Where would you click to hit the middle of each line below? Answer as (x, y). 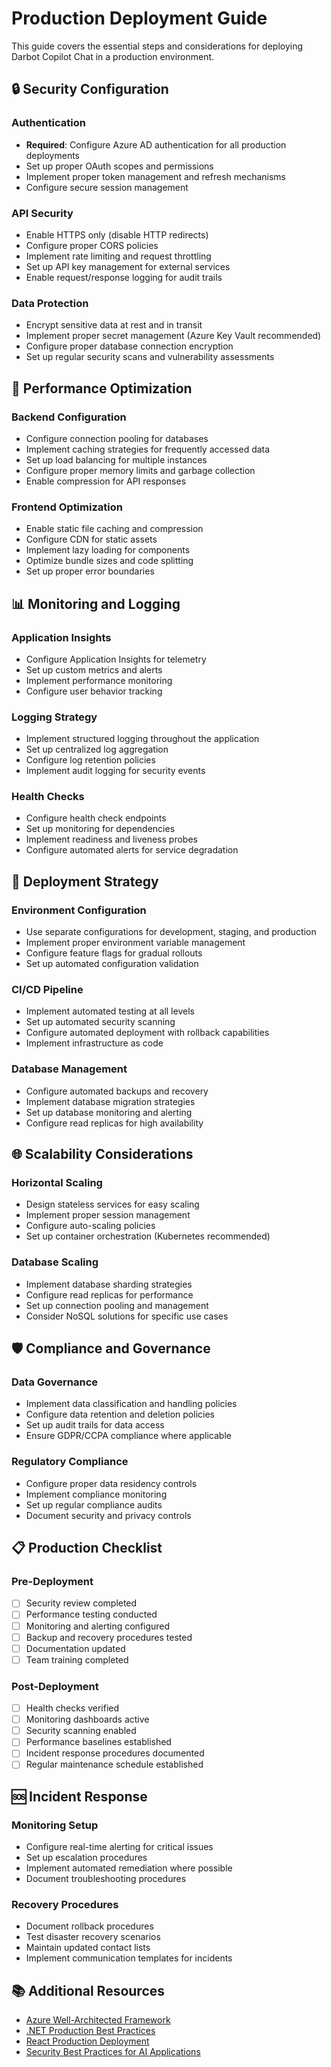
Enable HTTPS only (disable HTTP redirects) (117, 234)
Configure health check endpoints (96, 818)
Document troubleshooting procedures (106, 1879)
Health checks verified (72, 1708)
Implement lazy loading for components (108, 550)
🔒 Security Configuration (90, 89)
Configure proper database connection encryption (129, 346)
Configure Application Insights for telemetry (116, 659)
